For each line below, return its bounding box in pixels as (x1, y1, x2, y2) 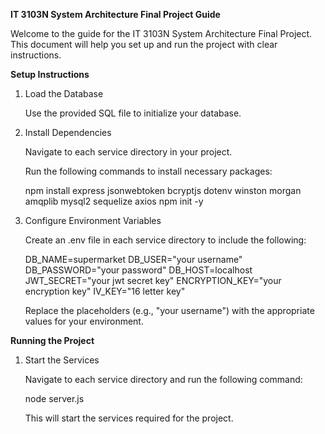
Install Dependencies (24, 127, 112, 138)
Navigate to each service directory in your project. (24, 146, 233, 158)
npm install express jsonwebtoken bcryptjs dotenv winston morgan (24, 185, 302, 196)
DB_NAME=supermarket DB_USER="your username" (24, 254, 243, 265)
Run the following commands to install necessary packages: (24, 165, 273, 177)
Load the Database (24, 88, 104, 99)
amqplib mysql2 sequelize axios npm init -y (24, 195, 204, 207)
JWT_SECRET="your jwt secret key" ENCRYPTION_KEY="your (24, 275, 282, 286)
